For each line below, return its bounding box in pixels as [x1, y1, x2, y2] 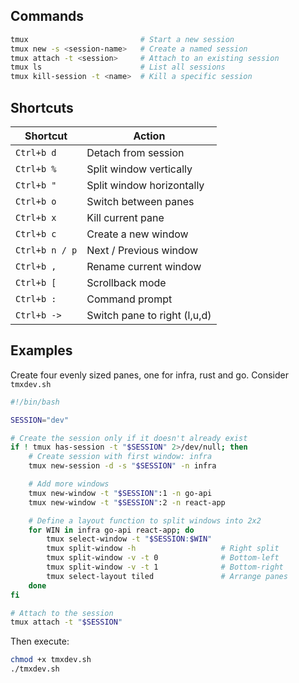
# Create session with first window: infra [28, 452, 213, 462]
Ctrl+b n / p [15, 245, 78, 256]
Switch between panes [86, 195, 195, 208]
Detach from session [86, 146, 185, 159]
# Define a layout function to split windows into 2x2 [28, 515, 262, 526]
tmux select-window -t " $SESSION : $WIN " [46, 534, 213, 544]
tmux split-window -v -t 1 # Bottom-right [46, 562, 284, 573]
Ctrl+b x [15, 212, 57, 223]
